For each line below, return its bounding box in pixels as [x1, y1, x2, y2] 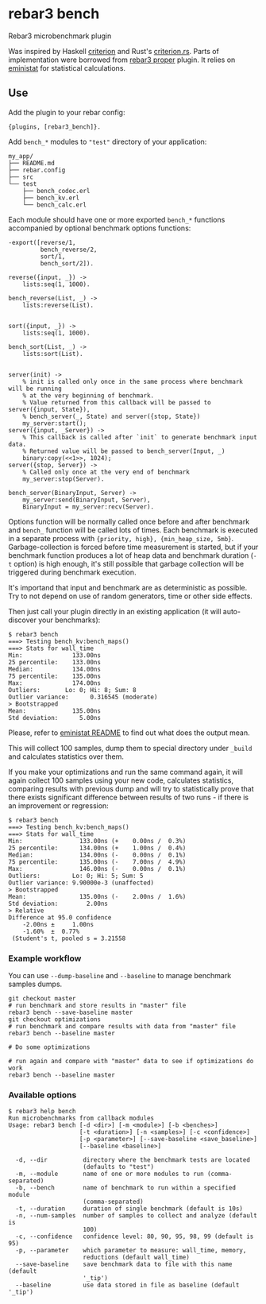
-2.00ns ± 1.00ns [22, 920, 94, 928]
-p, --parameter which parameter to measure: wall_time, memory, [15, 1247, 247, 1255]
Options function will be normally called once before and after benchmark [8, 517, 250, 526]
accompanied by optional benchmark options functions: [8, 223, 191, 233]
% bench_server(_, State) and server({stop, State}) [22, 412, 201, 420]
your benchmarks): [38, 615, 101, 625]
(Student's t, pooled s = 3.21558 [11, 934, 126, 942]
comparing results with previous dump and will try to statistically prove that [8, 784, 254, 793]
